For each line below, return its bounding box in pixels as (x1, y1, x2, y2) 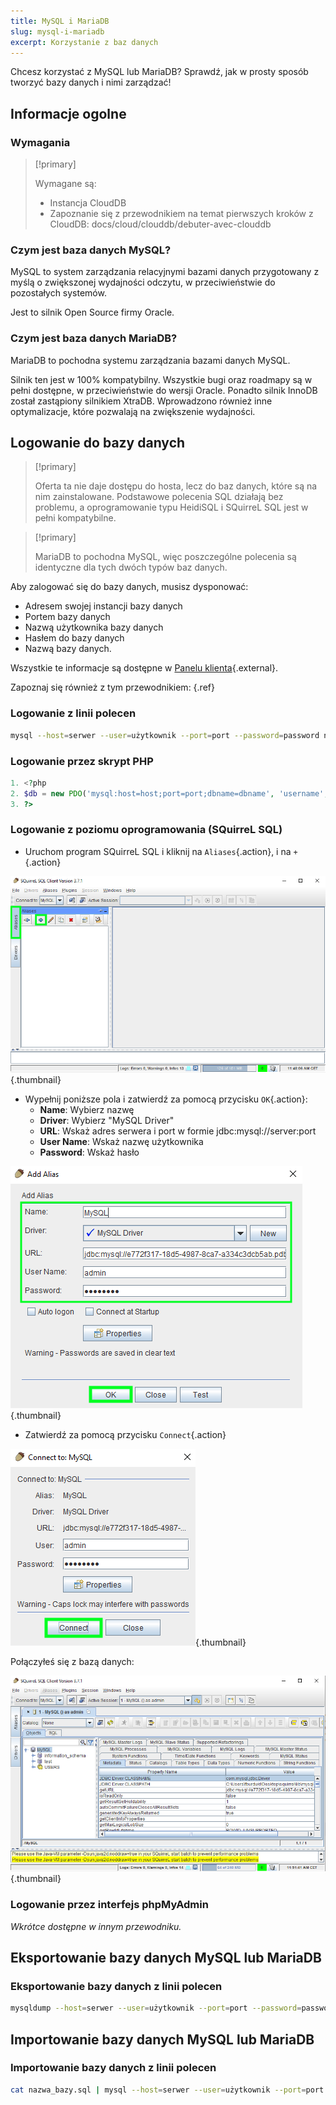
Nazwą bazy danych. (24, 643, 112, 655)
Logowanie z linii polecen (10, 706, 137, 720)
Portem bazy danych (24, 611, 111, 623)
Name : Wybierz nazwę (39, 1103, 135, 1115)
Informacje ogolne (10, 105, 127, 122)
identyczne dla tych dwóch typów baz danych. (34, 561, 228, 574)
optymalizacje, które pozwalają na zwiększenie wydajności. (10, 405, 256, 417)
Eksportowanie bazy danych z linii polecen (10, 1979, 223, 1993)
